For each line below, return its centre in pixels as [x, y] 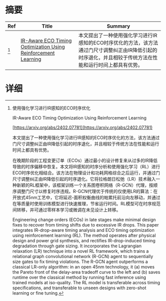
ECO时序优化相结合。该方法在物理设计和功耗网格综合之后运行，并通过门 [86, 173]
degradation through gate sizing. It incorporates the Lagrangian [77, 246]
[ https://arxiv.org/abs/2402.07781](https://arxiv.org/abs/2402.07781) [82, 127]
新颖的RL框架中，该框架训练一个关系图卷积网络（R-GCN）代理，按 [85, 185]
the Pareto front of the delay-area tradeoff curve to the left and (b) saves [86, 272]
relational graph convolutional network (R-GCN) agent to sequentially [83, 256]
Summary [119, 26]
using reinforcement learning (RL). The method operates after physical [84, 235]
